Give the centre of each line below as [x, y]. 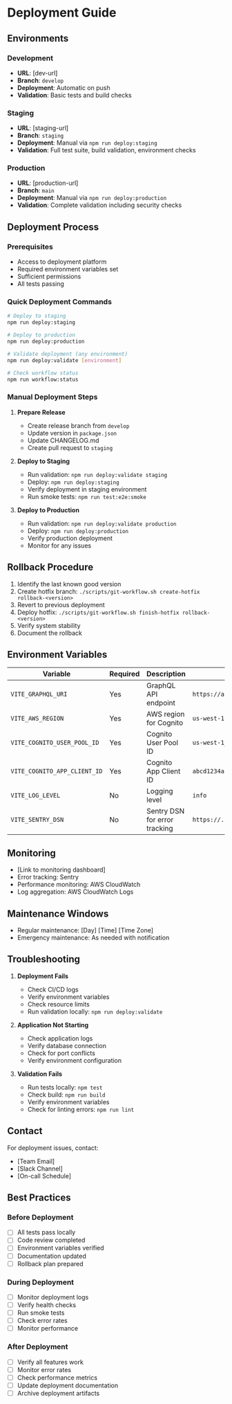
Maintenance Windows [58, 913]
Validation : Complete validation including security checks [99, 205]
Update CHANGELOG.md [63, 440]
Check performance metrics [57, 1377]
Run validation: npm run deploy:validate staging [97, 474]
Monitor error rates [44, 1369]
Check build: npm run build [66, 1095]
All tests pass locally [46, 1232]
